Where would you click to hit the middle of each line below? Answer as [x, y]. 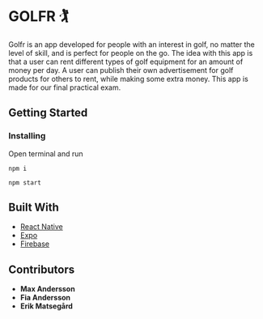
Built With [34, 208]
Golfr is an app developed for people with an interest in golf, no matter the [131, 44]
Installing [27, 136]
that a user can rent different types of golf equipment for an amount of [126, 62]
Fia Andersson [45, 298]
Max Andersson [47, 289]
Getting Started [48, 113]
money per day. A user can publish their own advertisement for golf [121, 70]
